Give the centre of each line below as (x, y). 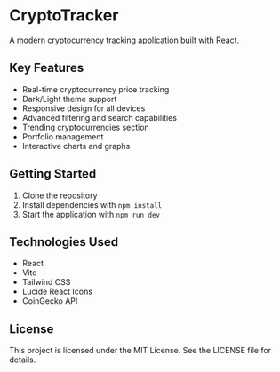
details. (23, 360)
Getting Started (53, 174)
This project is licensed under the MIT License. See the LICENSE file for (140, 351)
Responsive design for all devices (84, 108)
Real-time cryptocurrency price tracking (96, 89)
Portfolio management (63, 136)
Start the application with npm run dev (91, 214)
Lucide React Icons (57, 292)
